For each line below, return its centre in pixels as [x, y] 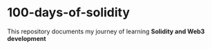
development [27, 38]
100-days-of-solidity [68, 13]
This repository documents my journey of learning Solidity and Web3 [106, 31]
